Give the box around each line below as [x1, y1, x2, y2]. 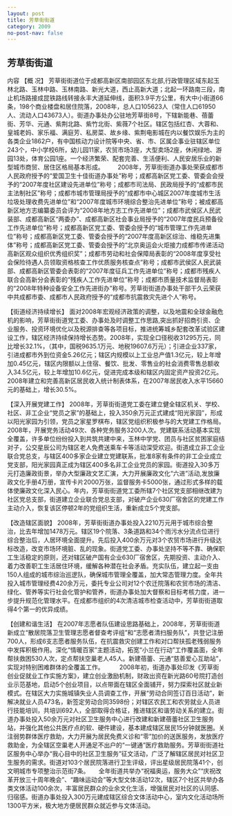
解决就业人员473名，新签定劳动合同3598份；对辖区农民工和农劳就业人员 [7, 698, 215, 706]
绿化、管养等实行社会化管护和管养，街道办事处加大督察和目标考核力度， [7, 588, 213, 596]
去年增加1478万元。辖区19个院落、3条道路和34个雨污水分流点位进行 [25, 527, 220, 536]
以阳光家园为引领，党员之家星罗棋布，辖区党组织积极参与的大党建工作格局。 [7, 417, 225, 426]
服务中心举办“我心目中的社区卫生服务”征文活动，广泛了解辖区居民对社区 [12, 750, 219, 758]
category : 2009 [7, 23, 51, 30]
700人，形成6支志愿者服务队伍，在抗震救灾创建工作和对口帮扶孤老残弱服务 [7, 637, 222, 646]
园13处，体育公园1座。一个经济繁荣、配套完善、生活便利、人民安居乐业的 [7, 154, 216, 163]
